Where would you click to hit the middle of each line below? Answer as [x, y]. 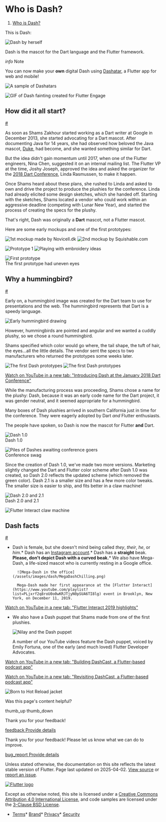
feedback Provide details [30, 730]
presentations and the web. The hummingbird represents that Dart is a [77, 306]
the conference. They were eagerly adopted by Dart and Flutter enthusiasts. [83, 415]
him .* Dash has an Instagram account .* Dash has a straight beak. [80, 553]
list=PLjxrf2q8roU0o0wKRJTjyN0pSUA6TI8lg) [57, 594]
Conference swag [23, 455]
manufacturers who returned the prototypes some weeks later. [69, 356]
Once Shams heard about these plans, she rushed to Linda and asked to [79, 184]
